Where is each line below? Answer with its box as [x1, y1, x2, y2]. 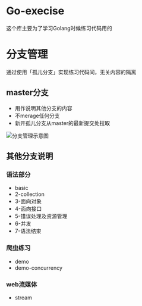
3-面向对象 [14, 198, 42, 205]
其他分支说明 [6, 151, 53, 161]
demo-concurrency [14, 264, 63, 271]
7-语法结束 [14, 227, 42, 235]
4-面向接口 [14, 205, 42, 213]
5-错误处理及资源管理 [14, 213, 68, 220]
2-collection [14, 191, 45, 198]
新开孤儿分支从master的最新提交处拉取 [14, 119, 111, 126]
